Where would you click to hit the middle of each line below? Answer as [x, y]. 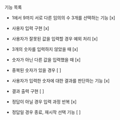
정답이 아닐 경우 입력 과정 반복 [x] [44, 102]
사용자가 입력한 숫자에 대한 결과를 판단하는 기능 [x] [60, 81]
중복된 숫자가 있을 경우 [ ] [36, 70]
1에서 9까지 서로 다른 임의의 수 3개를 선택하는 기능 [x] [63, 18]
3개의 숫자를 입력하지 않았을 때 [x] [45, 49]
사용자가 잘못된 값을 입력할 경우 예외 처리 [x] [55, 39]
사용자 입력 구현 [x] [30, 28]
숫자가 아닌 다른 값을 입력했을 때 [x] [46, 60]
